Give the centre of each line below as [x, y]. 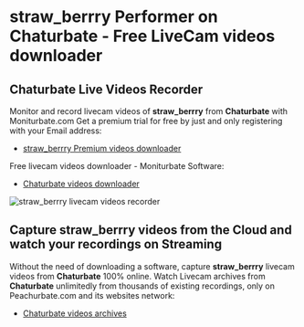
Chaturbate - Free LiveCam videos [142, 36]
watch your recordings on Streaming [115, 244]
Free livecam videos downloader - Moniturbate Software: [117, 166]
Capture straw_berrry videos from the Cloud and [151, 230]
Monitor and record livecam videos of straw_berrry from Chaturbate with [149, 111]
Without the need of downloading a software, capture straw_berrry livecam [152, 266]
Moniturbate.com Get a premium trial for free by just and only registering [146, 121]
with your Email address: [56, 131]
